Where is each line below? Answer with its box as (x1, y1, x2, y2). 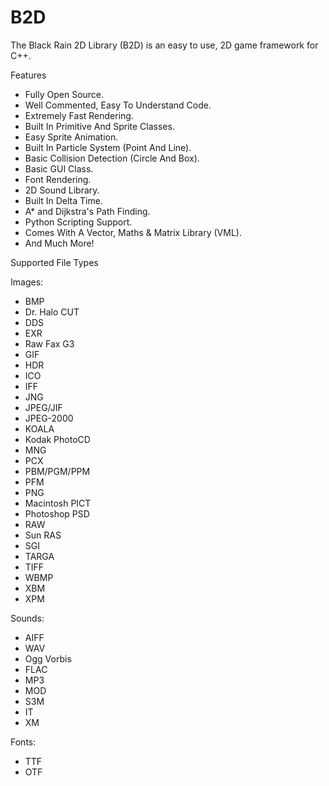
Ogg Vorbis (24, 652, 72, 665)
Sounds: (10, 612, 45, 624)
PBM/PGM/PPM (24, 465, 91, 477)
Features (10, 69, 47, 81)
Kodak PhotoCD (24, 433, 91, 445)
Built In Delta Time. (24, 194, 103, 206)
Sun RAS (24, 529, 62, 541)
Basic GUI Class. (24, 162, 94, 175)
